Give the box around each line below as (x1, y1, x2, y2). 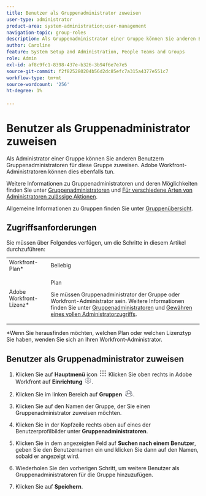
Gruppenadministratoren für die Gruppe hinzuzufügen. (15, 471, 153, 479)
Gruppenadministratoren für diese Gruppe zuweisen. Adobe (6, 161, 158, 168)
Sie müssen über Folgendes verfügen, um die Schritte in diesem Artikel (6, 238, 186, 246)
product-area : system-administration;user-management (6, 23, 147, 29)
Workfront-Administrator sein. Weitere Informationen (50, 297, 185, 304)
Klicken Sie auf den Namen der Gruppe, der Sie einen (15, 403, 151, 410)
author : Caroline (6, 42, 51, 49)
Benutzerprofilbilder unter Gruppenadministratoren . (15, 428, 148, 435)
